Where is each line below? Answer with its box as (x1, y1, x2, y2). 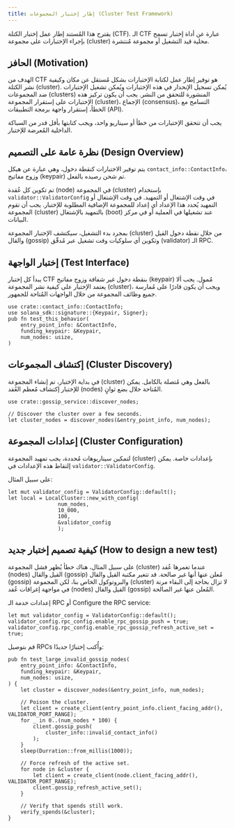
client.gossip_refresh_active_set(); (33, 784, 142, 791)
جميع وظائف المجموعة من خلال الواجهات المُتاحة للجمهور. (8, 290, 157, 299)
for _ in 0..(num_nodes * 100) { (20, 716, 118, 724)
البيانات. (8, 216, 29, 224)
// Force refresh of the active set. (20, 760, 130, 767)
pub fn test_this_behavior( (8, 315, 90, 323)
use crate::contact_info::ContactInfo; (8, 303, 124, 310)
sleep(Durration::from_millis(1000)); (20, 747, 133, 754)
